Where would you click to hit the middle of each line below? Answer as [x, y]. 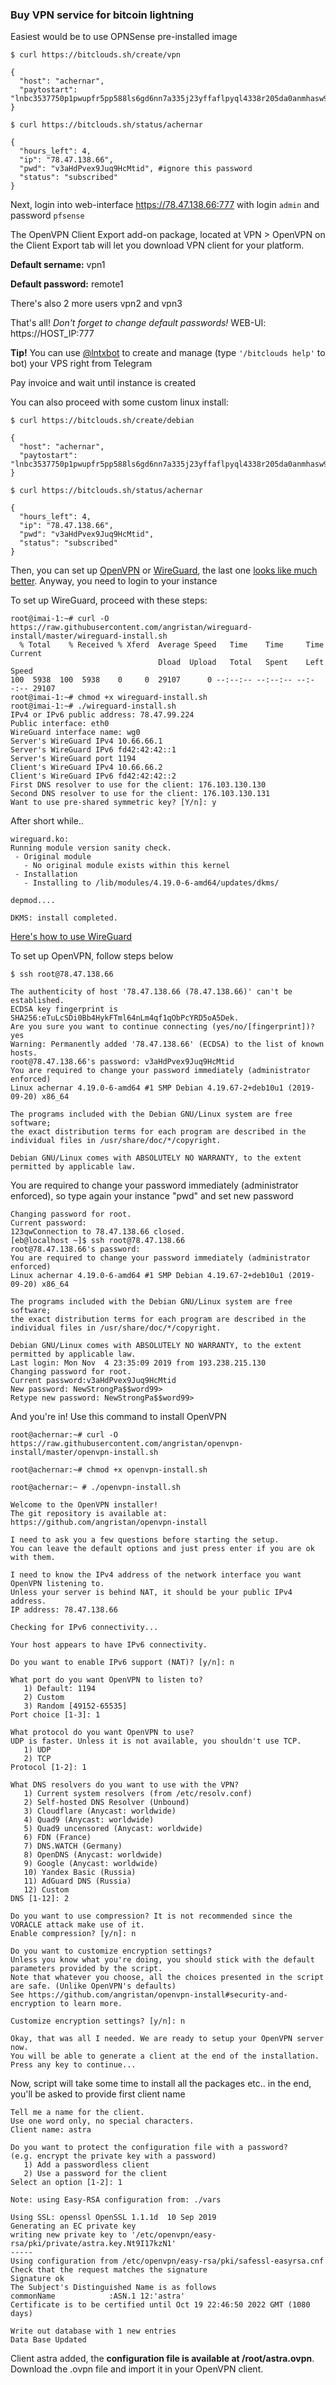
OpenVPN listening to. [57, 1584]
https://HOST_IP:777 [52, 334]
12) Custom [46, 1890]
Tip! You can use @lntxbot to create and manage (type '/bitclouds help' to [168, 353]
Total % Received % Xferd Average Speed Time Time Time [176, 645]
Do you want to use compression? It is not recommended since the [151, 1916]
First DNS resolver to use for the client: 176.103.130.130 [138, 785]
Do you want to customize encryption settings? [111, 1951]
